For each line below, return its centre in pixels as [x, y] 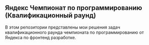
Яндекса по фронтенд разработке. [41, 37]
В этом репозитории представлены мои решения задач [63, 27]
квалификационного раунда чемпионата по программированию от [74, 32]
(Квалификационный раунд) [51, 16]
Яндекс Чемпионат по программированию [74, 8]
